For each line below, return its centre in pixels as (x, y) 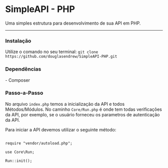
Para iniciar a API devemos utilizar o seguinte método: (61, 129)
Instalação (18, 41)
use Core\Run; (20, 152)
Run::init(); (19, 161)
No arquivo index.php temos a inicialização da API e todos (65, 104)
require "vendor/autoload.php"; (39, 143)
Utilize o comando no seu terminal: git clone (52, 52)
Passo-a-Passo (24, 93)
